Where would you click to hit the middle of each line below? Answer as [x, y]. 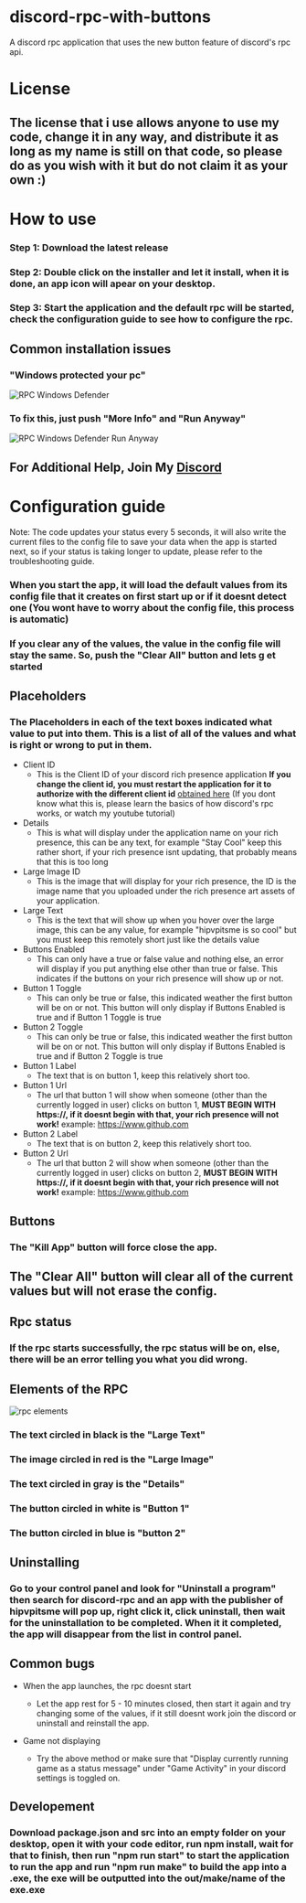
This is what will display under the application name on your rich [157, 833]
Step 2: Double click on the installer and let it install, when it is [149, 272]
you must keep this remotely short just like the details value [148, 940]
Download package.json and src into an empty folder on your [148, 1833]
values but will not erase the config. [113, 1291]
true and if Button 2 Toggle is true [100, 1056]
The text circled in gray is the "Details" [97, 1483]
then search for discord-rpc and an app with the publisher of [147, 1600]
